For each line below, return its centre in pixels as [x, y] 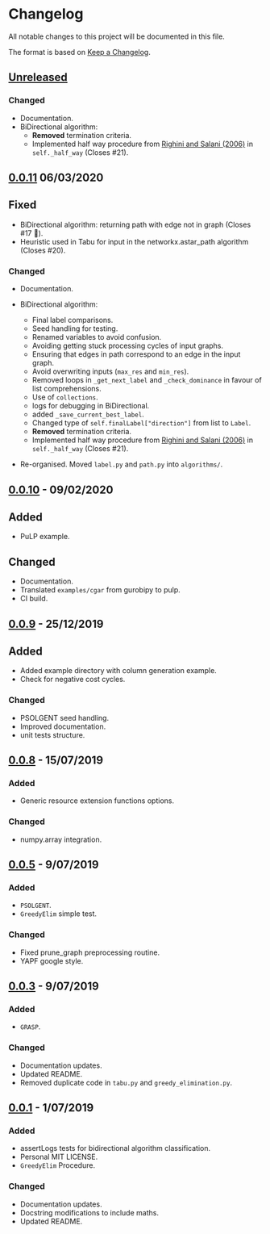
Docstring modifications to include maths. [89, 1212]
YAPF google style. [52, 960]
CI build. [34, 599]
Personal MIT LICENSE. [59, 1157]
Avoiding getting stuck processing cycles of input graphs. [128, 346]
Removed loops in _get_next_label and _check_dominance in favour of [147, 380]
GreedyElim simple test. [58, 914]
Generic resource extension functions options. [97, 801]
